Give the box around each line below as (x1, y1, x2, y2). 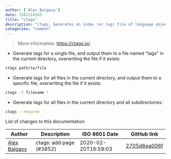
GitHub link (130, 130, 159, 138)
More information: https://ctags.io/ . (17, 40, 92, 46)
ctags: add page (35, 139, 75, 146)
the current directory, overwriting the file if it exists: (12, 56, 121, 62)
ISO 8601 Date (82, 130, 119, 138)
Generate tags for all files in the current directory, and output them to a (12, 75, 161, 81)
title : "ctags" (5, 17, 38, 22)
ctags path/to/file (5, 66, 47, 71)
